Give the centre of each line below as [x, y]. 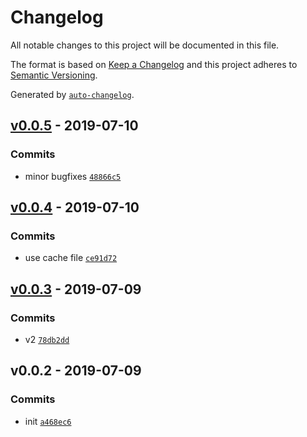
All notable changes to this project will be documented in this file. [145, 45]
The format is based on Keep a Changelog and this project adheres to [154, 64]
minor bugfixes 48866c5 [73, 176]
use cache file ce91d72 [71, 258]
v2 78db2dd [47, 339]
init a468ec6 [48, 421]
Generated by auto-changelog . [72, 94]
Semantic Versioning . [54, 75]
